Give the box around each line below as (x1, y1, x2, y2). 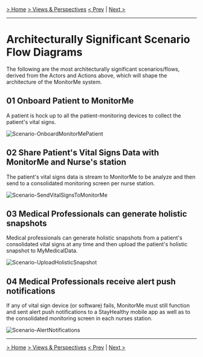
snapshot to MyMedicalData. (6, 247, 78, 254)
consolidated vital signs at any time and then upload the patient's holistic (6, 241, 188, 248)
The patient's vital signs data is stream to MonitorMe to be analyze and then (6, 173, 196, 180)
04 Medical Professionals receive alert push (6, 276, 176, 287)
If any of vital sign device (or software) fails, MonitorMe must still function (6, 302, 190, 309)
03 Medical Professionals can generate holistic (6, 209, 187, 219)
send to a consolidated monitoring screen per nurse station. (6, 179, 155, 187)
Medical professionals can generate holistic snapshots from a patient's (6, 234, 182, 241)
